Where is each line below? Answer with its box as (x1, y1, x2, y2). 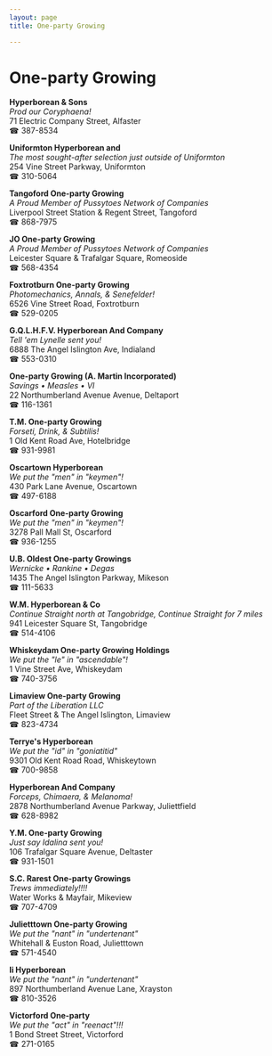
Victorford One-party (9, 1011, 91, 1021)
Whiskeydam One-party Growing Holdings (9, 645, 171, 656)
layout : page (9, 12, 58, 22)
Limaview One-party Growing (9, 691, 122, 701)
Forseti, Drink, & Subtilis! (9, 426, 100, 437)
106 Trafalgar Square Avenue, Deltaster (9, 847, 154, 857)
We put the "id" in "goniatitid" (9, 746, 118, 757)
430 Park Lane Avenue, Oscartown (9, 481, 138, 492)
